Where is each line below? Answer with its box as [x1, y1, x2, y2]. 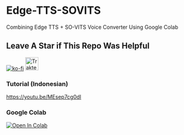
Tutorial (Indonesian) [6, 79, 69, 88]
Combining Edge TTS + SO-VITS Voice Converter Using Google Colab [6, 23, 179, 31]
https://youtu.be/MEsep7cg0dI [6, 94, 82, 101]
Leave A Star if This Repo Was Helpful [6, 41, 150, 51]
